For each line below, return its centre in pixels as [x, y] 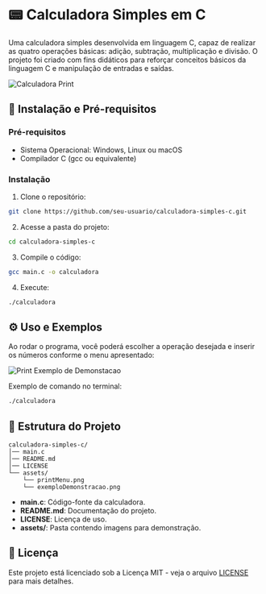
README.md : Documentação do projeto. [88, 510]
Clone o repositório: [53, 197]
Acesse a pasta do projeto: [65, 226]
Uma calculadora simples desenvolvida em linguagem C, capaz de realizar [132, 42]
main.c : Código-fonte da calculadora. [83, 502]
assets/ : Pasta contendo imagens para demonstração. [110, 527]
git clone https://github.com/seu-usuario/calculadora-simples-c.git [128, 211]
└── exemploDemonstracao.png [72, 487]
